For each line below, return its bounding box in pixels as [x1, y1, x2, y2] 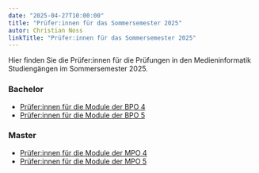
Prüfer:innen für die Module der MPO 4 [19, 148, 148, 157]
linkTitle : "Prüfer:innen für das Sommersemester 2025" [8, 33, 196, 42]
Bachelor [8, 84, 44, 95]
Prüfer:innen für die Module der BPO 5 [19, 110, 145, 120]
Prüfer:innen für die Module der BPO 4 [19, 102, 146, 111]
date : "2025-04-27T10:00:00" [8, 11, 105, 20]
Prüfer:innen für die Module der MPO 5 [19, 156, 147, 166]
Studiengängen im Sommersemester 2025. [8, 64, 148, 74]
